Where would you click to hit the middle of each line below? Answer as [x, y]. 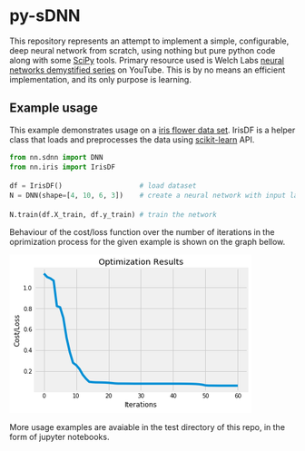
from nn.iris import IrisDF [63, 167]
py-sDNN [45, 16]
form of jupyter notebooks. [59, 436]
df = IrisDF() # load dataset [103, 186]
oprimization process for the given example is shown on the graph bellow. [148, 241]
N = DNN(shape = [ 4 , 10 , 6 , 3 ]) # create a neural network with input [148, 196]
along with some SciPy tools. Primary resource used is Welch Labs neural [147, 60]
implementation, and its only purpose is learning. [101, 79]
